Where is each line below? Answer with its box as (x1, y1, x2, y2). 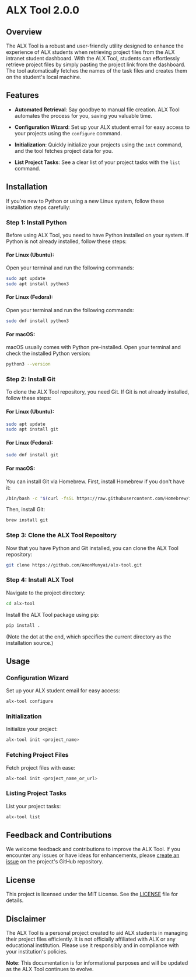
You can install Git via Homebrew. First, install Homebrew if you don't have (6, 478, 185, 485)
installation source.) (6, 639, 54, 646)
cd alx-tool (6, 600, 35, 606)
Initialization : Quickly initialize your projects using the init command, (14, 141, 183, 148)
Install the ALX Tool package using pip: (6, 611, 100, 618)
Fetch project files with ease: (6, 764, 76, 771)
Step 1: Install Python (6, 218, 67, 226)
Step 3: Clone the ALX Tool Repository (6, 531, 117, 539)
